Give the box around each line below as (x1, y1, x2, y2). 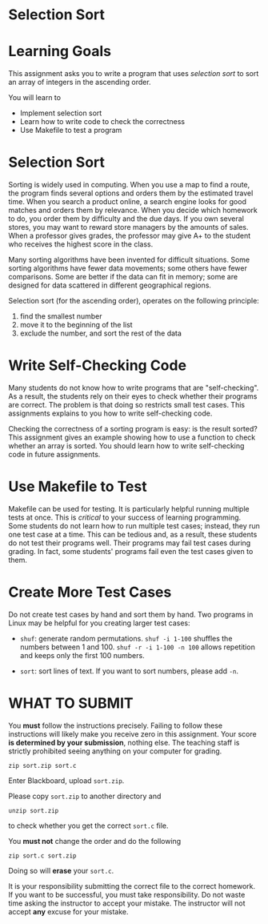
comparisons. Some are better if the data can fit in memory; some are (8, 272, 238, 282)
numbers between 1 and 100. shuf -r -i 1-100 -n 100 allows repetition (19, 642, 256, 652)
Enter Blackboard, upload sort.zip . (8, 775, 125, 785)
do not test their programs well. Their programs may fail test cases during (8, 538, 251, 548)
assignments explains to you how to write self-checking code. (8, 408, 213, 418)
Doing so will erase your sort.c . (8, 866, 114, 875)
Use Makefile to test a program (19, 126, 122, 135)
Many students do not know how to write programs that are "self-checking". (8, 383, 259, 392)
